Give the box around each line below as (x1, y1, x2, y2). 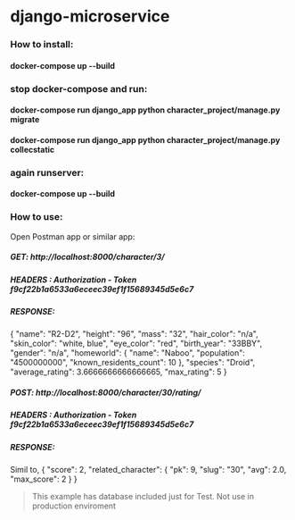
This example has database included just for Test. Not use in (31, 491, 255, 502)
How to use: (10, 211, 63, 223)
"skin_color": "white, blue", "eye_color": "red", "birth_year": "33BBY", (10, 338, 262, 349)
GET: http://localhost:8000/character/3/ (10, 252, 165, 263)
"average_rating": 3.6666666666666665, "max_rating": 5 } (10, 366, 228, 377)
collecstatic (10, 144, 55, 155)
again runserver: (10, 166, 85, 179)
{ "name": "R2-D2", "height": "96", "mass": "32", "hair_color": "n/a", (10, 329, 259, 340)
